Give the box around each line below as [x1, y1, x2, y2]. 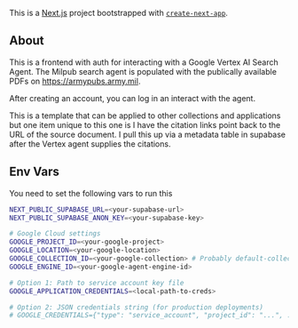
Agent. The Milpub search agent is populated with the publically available [9, 66, 278, 76]
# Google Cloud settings [9, 229, 101, 238]
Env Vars [9, 164, 59, 180]
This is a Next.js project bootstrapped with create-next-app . [9, 8, 229, 18]
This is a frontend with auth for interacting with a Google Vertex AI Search [9, 57, 278, 68]
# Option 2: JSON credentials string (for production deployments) [9, 302, 264, 312]
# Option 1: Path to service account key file [9, 278, 184, 287]
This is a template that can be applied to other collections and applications [9, 110, 281, 121]
